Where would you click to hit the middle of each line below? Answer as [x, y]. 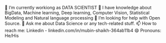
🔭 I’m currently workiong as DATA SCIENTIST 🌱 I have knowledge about [78, 8]
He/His [12, 36]
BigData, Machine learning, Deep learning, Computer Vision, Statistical [77, 13]
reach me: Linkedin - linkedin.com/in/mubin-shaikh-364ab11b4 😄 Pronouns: [83, 30]
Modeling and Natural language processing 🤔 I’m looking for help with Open [83, 18]
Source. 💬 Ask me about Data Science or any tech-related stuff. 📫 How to [81, 23]
